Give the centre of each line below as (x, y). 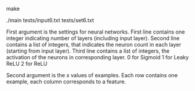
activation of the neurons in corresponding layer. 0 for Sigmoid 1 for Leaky (97, 57)
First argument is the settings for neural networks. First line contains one (96, 32)
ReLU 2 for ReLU (27, 63)
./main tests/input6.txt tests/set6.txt (50, 20)
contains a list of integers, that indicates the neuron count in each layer (94, 45)
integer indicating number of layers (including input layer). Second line (93, 38)
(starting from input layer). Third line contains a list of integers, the (88, 51)
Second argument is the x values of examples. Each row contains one (92, 75)
